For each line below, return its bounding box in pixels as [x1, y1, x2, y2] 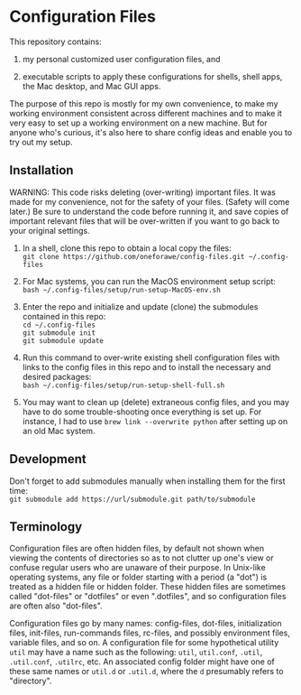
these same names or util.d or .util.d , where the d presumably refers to [9, 666, 284, 677]
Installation [9, 162, 74, 178]
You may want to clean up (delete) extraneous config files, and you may [22, 396, 290, 407]
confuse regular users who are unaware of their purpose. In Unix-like [9, 562, 266, 573]
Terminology [9, 519, 83, 534]
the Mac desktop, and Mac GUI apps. [22, 80, 161, 91]
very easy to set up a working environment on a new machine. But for [9, 117, 268, 128]
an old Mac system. [22, 425, 96, 436]
